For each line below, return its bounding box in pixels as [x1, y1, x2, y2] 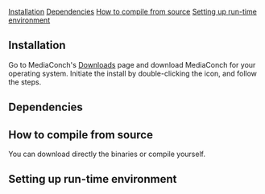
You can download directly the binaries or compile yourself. [8, 149, 205, 159]
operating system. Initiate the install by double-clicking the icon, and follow [8, 68, 258, 78]
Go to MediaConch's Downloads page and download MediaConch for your [8, 60, 256, 69]
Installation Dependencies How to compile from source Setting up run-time [8, 7, 258, 16]
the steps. [8, 76, 42, 87]
